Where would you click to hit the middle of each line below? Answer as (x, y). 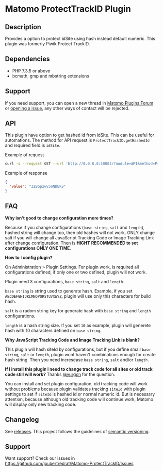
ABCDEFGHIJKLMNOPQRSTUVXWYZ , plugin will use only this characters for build (78, 296)
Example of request (24, 155)
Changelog (22, 420)
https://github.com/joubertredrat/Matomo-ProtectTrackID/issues (69, 464)
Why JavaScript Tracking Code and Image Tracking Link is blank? (72, 340)
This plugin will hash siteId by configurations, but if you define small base (78, 349)
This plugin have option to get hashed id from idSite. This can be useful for (80, 135)
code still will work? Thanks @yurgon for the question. (60, 374)
